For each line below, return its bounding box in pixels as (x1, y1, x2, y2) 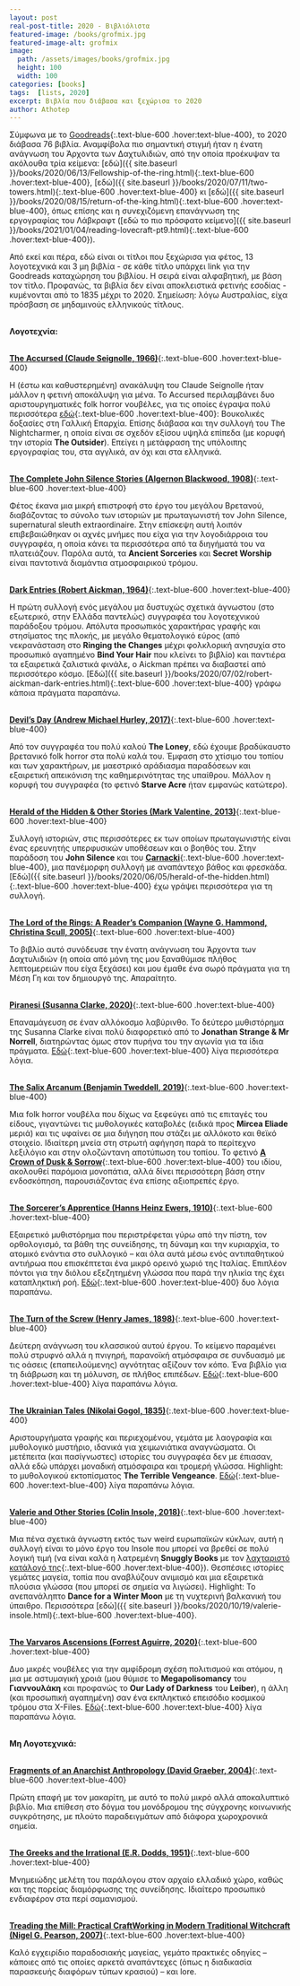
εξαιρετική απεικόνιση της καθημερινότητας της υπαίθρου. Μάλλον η (9, 770, 271, 781)
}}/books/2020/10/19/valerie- (173, 1600, 282, 1611)
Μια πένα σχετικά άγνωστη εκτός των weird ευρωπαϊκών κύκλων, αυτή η (9, 1534, 284, 1545)
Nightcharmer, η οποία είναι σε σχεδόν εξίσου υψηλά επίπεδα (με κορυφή (9, 428, 286, 438)
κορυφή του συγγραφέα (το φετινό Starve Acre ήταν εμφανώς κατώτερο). (9, 779, 288, 790)
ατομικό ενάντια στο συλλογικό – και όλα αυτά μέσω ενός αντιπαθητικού (9, 1248, 285, 1260)
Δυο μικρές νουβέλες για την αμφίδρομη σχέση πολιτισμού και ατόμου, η (9, 1664, 284, 1675)
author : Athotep (9, 105, 70, 114)
